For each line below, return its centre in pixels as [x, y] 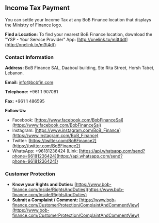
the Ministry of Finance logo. [34, 25]
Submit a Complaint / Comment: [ [46, 200]
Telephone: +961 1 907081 [32, 92]
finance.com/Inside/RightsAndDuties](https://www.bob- [68, 189]
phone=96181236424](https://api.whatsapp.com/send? [67, 156]
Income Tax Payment [37, 8]
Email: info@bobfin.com [29, 83]
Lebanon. [15, 73]
